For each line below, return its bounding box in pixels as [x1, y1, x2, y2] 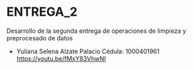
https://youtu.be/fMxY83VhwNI [16, 54, 106, 62]
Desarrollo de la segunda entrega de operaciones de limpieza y [6, 27, 187, 35]
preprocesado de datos [6, 33, 73, 42]
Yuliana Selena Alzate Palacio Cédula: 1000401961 [16, 47, 160, 55]
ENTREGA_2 [6, 4, 78, 20]
